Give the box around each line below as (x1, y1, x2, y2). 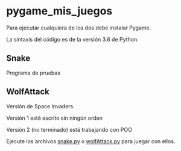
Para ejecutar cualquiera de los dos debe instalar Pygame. (6, 24, 151, 31)
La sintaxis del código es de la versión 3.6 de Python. (6, 35, 139, 43)
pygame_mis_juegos (6, 4, 113, 18)
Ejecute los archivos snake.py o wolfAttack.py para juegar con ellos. (6, 137, 176, 145)
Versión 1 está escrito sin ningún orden (6, 114, 103, 122)
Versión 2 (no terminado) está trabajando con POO (6, 126, 133, 133)
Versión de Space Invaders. (6, 102, 75, 109)
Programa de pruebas (6, 69, 61, 76)
